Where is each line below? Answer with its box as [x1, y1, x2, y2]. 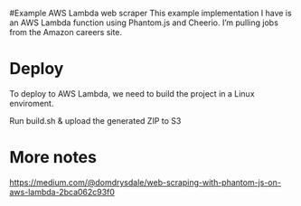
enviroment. [9, 98, 54, 108]
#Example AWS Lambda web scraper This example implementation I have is [9, 8, 292, 18]
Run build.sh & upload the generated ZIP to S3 [9, 115, 182, 126]
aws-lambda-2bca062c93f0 [9, 186, 116, 197]
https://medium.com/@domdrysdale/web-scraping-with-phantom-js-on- [9, 176, 282, 188]
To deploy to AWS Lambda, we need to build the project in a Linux [9, 88, 255, 98]
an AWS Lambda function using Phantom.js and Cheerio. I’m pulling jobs [9, 17, 278, 28]
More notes [9, 147, 98, 168]
